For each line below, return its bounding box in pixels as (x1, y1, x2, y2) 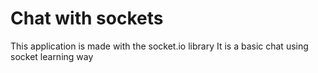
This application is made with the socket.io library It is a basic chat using (10, 40, 309, 52)
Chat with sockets (10, 7, 164, 30)
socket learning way (10, 50, 94, 62)
